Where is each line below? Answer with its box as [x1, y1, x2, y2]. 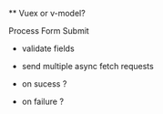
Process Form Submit [8, 26, 90, 36]
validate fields [21, 43, 75, 54]
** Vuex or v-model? [8, 8, 86, 18]
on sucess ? [21, 78, 67, 89]
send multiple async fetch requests [21, 61, 154, 71]
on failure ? [21, 96, 65, 107]
